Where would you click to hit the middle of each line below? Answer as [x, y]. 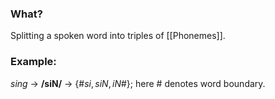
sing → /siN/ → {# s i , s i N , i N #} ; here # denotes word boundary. [138, 83]
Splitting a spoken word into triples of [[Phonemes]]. [118, 36]
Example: [33, 62]
